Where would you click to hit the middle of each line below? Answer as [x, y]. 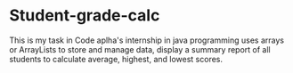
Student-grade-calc [85, 16]
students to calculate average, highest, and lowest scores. [116, 59]
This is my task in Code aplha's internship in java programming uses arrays [147, 40]
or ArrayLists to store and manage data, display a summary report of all [140, 49]
